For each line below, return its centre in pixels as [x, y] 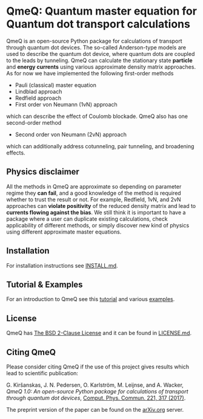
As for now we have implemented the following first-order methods [90, 73]
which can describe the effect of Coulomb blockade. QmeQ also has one [97, 116]
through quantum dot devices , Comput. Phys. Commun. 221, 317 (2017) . [96, 398]
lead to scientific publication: [42, 373]
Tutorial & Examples [45, 284]
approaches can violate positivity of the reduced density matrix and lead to [101, 206]
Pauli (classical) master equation [56, 85]
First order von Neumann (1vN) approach [66, 104]
